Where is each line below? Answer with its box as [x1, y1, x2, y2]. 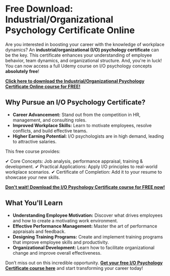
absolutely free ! [5, 68, 40, 74]
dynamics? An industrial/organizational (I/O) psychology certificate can [5, 47, 159, 53]
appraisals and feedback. [12, 228, 66, 234]
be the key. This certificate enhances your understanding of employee [5, 52, 152, 58]
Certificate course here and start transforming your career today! [5, 265, 143, 271]
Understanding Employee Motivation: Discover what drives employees [12, 212, 163, 218]
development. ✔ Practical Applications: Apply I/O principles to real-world [5, 163, 158, 170]
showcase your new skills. [5, 174, 60, 180]
